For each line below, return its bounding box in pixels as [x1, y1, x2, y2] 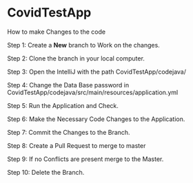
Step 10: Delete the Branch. [7, 168, 85, 176]
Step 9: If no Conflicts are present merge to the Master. [7, 155, 164, 163]
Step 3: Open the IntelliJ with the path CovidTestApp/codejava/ [7, 67, 187, 76]
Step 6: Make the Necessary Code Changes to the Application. [7, 115, 185, 123]
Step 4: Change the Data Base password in [7, 80, 130, 89]
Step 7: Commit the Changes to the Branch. [7, 128, 130, 136]
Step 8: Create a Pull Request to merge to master [7, 141, 146, 149]
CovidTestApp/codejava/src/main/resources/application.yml [7, 88, 179, 96]
